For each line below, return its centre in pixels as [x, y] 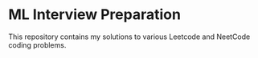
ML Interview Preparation [94, 15]
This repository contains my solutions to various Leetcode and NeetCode [129, 37]
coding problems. [37, 44]
